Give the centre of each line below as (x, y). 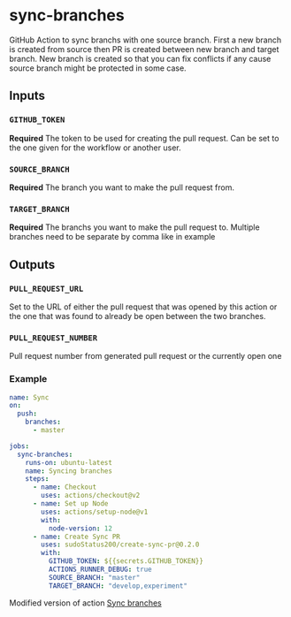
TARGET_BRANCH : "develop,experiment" (118, 586)
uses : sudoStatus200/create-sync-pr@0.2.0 (120, 545)
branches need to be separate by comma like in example (112, 237)
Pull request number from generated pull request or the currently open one (145, 356)
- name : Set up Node (70, 504)
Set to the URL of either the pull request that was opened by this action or (143, 307)
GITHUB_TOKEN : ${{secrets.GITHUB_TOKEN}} (126, 561)
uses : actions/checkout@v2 (91, 496)
